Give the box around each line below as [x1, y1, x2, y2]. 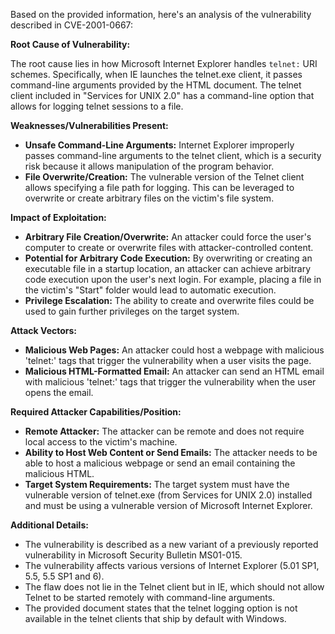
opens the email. [24, 387, 94, 398]
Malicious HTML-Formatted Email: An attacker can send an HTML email [24, 365, 325, 377]
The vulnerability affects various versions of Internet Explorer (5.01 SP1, [24, 560, 320, 571]
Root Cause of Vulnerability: [10, 39, 131, 50]
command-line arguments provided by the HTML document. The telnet [10, 79, 302, 91]
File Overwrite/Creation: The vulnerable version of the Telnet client [24, 171, 305, 183]
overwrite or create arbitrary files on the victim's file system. [24, 192, 275, 204]
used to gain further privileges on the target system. [24, 305, 240, 317]
